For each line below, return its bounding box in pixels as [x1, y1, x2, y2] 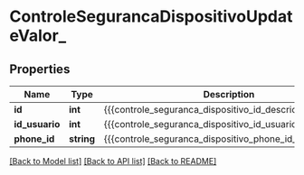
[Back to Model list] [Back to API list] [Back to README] [9, 156, 217, 166]
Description [203, 88, 255, 100]
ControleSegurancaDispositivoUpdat [9, 6, 293, 27]
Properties [9, 61, 71, 77]
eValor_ [9, 25, 66, 46]
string [69, 133, 96, 145]
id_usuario [14, 118, 61, 130]
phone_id [14, 133, 55, 145]
